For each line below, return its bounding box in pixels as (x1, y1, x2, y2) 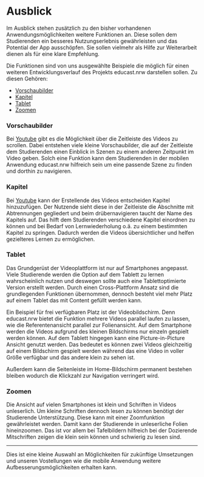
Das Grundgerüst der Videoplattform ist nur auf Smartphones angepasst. (6, 264, 189, 271)
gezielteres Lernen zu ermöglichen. (6, 235, 95, 243)
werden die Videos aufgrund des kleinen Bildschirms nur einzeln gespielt (6, 327, 189, 335)
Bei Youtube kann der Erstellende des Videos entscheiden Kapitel (6, 197, 170, 204)
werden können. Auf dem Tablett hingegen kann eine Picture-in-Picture (6, 334, 185, 341)
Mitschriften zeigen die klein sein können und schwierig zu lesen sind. (6, 433, 182, 440)
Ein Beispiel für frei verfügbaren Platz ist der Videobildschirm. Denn (6, 308, 175, 316)
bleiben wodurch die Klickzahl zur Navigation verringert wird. (6, 372, 160, 379)
